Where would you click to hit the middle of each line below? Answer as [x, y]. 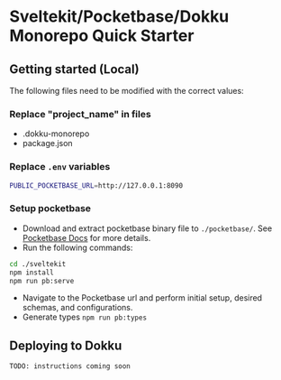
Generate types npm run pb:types [84, 317]
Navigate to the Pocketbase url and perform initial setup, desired [142, 298]
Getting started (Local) [74, 69]
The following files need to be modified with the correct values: [127, 91]
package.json [48, 144]
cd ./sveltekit [38, 264]
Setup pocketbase [50, 209]
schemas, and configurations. [77, 308]
